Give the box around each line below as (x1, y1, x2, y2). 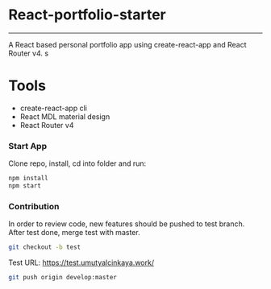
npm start (8, 182, 42, 190)
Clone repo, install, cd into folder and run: (8, 159, 147, 168)
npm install (8, 175, 48, 183)
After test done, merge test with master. (8, 228, 140, 237)
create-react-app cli (19, 103, 87, 113)
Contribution (8, 200, 60, 212)
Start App (8, 140, 47, 151)
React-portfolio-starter (8, 6, 167, 24)
